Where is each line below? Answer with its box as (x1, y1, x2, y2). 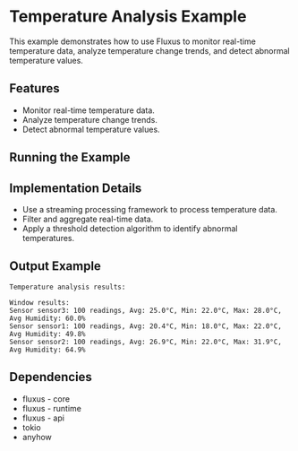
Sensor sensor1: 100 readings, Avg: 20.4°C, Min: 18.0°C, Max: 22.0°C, (9, 321, 282, 331)
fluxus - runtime (21, 403, 82, 413)
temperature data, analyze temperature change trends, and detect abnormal (9, 45, 291, 56)
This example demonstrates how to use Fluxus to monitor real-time (9, 36, 257, 47)
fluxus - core (21, 393, 70, 404)
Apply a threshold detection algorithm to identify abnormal (21, 222, 238, 234)
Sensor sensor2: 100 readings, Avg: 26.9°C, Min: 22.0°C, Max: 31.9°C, (9, 337, 282, 346)
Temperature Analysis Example (9, 6, 247, 27)
